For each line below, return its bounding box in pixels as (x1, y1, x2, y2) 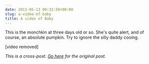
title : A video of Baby (5, 16, 54, 21)
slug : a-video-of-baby (5, 12, 51, 16)
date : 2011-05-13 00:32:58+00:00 (5, 7, 74, 12)
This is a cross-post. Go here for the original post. (5, 53, 106, 59)
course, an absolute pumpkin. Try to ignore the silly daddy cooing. (5, 34, 139, 40)
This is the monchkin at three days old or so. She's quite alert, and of (5, 30, 145, 35)
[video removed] (5, 44, 39, 50)
